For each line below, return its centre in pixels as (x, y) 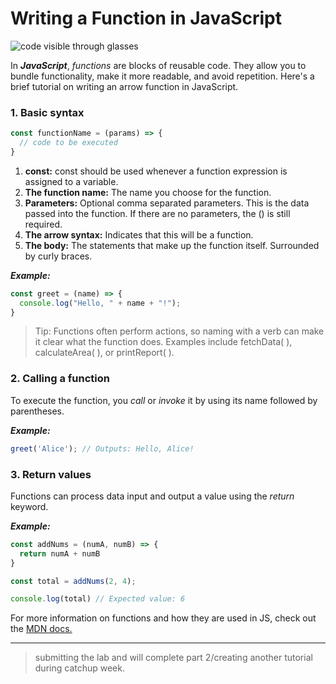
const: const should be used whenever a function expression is (156, 171)
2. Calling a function (60, 379)
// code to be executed (68, 143)
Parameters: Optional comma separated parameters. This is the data (167, 203)
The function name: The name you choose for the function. (148, 192)
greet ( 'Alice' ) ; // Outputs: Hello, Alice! (102, 448)
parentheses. (37, 411)
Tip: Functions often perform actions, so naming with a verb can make (179, 331)
